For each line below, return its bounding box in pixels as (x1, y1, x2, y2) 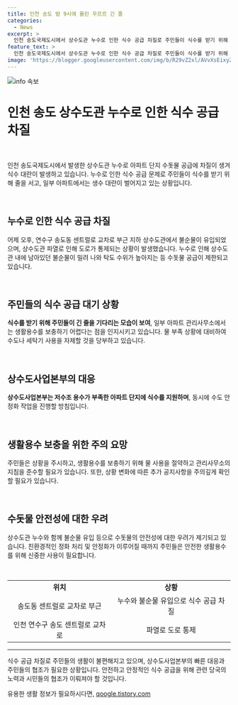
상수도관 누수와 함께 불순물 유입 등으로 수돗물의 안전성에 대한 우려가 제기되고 (7, 533, 220, 542)
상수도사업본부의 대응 (7, 373, 96, 385)
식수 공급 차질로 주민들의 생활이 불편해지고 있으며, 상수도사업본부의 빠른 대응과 (7, 656, 225, 665)
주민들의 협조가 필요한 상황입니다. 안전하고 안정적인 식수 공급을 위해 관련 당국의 (7, 665, 227, 674)
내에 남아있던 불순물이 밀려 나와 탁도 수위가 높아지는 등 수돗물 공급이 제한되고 (14, 253, 229, 261)
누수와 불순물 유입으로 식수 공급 (117, 596, 217, 606)
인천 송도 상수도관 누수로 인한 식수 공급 (7, 104, 220, 121)
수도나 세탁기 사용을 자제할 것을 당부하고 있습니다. (7, 337, 146, 345)
